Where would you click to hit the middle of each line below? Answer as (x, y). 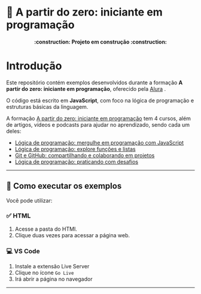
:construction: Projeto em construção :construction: (100, 42)
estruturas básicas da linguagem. (47, 106)
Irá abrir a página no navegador (54, 279)
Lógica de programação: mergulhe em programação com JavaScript (99, 142)
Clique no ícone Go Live (44, 273)
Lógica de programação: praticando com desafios (77, 161)
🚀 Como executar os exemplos (64, 186)
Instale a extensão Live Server (52, 267)
